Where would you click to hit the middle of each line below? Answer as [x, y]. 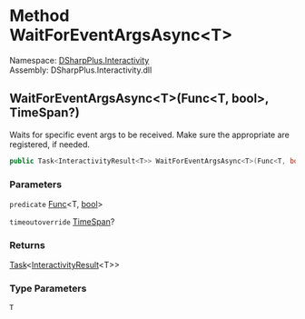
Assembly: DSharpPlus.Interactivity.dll [81, 70]
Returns [27, 244]
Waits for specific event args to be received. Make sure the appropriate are [150, 135]
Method [39, 16]
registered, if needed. [50, 144]
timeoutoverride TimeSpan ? [62, 221]
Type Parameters [48, 289]
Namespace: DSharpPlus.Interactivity [79, 60]
